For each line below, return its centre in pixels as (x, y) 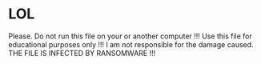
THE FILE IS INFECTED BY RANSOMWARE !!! (82, 53)
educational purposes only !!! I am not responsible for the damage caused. (131, 44)
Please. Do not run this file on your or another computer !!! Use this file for (130, 36)
